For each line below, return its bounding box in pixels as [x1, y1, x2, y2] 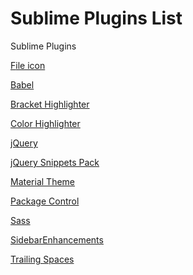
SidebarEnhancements [10, 233, 104, 246]
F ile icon [10, 59, 46, 71]
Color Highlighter [10, 117, 81, 129]
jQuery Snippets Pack [10, 156, 100, 168]
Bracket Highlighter [10, 98, 90, 110]
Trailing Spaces [10, 253, 75, 265]
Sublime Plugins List [10, 7, 183, 30]
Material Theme [10, 175, 76, 187]
